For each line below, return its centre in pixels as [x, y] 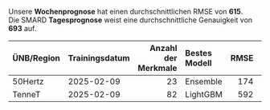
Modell [198, 63]
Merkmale [157, 68]
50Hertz [28, 81]
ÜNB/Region [36, 58]
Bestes [198, 53]
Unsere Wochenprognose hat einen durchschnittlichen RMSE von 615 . [126, 12]
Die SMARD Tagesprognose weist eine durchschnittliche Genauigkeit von [131, 20]
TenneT [27, 94]
